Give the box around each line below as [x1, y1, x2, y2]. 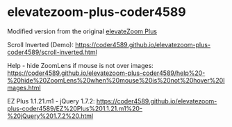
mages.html [7, 83, 41, 92]
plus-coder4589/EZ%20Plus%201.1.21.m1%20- [7, 104, 143, 112]
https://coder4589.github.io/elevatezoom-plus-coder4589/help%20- [7, 69, 206, 77]
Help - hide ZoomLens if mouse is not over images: [7, 61, 154, 69]
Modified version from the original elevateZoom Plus [7, 27, 158, 35]
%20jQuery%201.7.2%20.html [7, 112, 94, 120]
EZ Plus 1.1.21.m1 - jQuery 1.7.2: [7, 96, 95, 105]
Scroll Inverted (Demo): [7, 40, 74, 49]
